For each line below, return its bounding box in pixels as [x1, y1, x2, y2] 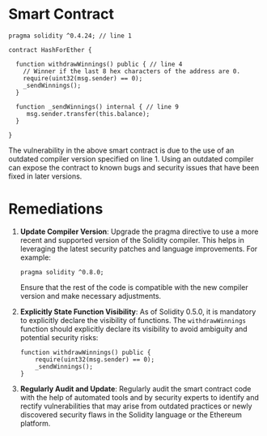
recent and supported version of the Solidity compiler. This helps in [19, 235, 245, 244]
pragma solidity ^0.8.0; [19, 268, 104, 276]
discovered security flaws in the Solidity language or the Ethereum [19, 409, 243, 419]
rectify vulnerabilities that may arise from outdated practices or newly [19, 401, 252, 411]
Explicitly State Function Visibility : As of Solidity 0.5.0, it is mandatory [19, 306, 256, 317]
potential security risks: [19, 332, 99, 342]
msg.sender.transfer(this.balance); [26, 110, 150, 118]
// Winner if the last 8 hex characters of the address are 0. [23, 67, 241, 76]
